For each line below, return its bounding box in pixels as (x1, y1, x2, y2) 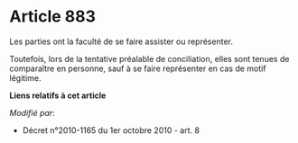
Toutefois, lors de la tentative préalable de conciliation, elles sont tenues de (9, 53, 290, 64)
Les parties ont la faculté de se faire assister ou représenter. (9, 36, 233, 47)
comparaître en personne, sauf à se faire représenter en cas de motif (9, 63, 266, 74)
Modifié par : (9, 107, 56, 118)
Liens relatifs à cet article (9, 90, 107, 101)
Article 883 (9, 6, 97, 27)
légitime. (9, 72, 42, 83)
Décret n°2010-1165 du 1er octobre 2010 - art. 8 (22, 124, 200, 136)
